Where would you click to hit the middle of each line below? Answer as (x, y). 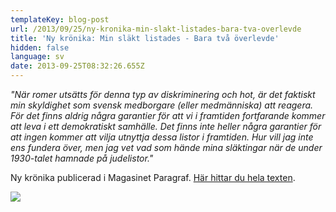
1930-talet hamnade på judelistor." (82, 158)
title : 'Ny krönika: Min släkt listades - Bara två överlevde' (145, 38)
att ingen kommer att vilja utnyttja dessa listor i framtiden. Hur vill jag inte (162, 137)
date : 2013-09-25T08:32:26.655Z (77, 66)
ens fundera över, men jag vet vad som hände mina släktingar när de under (166, 147)
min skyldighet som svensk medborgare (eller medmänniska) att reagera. (162, 105)
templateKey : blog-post (60, 19)
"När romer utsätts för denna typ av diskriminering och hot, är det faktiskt (163, 94)
